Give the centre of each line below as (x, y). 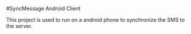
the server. (19, 26)
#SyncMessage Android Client (43, 8)
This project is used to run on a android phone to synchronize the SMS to (95, 20)
